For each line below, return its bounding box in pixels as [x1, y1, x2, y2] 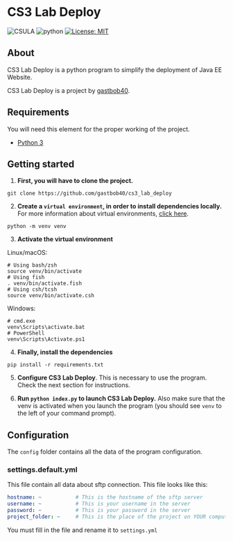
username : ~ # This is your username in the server [7, 500, 191, 508]
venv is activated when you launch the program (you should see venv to [17, 402, 222, 410]
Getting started [7, 158, 75, 170]
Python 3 [17, 138, 44, 146]
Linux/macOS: [7, 249, 48, 257]
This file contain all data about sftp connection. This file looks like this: [7, 481, 208, 489]
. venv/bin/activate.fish [7, 280, 82, 287]
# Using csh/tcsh [7, 286, 58, 293]
